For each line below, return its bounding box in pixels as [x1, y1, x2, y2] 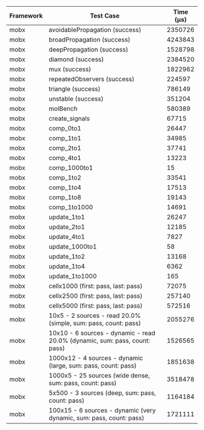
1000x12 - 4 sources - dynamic [48, 354, 143, 362]
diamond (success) [48, 55, 104, 63]
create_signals [48, 115, 90, 123]
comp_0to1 [48, 124, 82, 132]
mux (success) [48, 65, 92, 73]
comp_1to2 [48, 173, 82, 181]
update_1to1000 [48, 272, 97, 280]
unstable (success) [48, 95, 104, 102]
